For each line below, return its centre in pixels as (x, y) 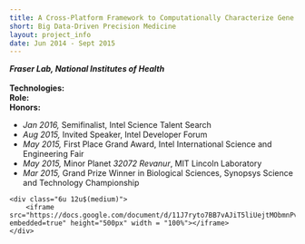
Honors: (25, 107)
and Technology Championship (81, 183)
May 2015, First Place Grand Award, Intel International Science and (147, 144)
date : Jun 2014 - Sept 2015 (63, 43)
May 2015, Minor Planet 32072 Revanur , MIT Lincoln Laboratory (142, 163)
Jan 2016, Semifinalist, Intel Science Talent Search (117, 125)
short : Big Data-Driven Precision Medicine (93, 26)
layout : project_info (50, 34)
